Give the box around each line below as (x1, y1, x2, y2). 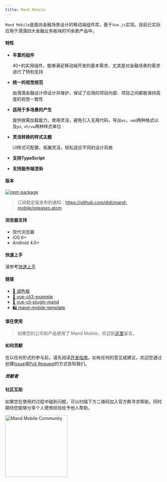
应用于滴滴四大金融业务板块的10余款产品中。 (5, 28, 97, 34)
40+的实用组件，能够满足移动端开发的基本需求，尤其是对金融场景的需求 (12, 63, 161, 69)
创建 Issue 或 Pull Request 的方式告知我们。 (5, 361, 89, 367)
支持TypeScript (12, 155, 45, 161)
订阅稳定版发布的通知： (17, 200, 66, 206)
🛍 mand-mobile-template (12, 304, 66, 310)
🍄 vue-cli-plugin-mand (12, 299, 59, 305)
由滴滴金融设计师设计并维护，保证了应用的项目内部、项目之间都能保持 (12, 90, 157, 96)
